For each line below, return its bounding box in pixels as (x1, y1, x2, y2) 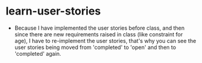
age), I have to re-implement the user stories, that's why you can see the (14, 37, 197, 44)
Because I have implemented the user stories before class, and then (14, 24, 185, 31)
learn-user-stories (5, 4, 101, 18)
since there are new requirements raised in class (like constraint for (14, 30, 183, 38)
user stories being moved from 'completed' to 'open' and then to (14, 44, 177, 51)
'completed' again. (14, 50, 61, 57)
